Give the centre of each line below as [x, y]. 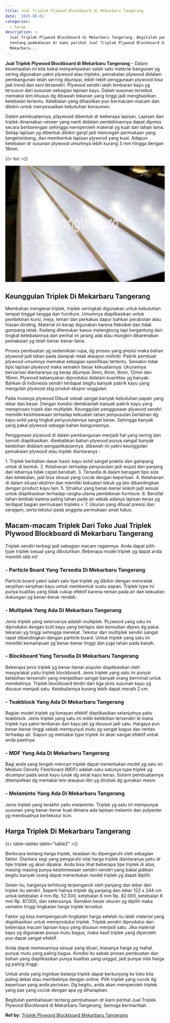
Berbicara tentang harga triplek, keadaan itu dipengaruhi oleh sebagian [79, 853]
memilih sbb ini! [22, 557]
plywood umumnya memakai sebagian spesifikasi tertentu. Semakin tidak [82, 362]
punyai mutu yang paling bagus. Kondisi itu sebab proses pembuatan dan [82, 953]
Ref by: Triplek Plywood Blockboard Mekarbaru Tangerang [67, 1015]
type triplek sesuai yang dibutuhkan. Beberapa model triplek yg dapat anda [83, 551]
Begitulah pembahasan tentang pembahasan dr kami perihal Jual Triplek [81, 1000]
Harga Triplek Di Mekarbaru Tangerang [68, 831]
